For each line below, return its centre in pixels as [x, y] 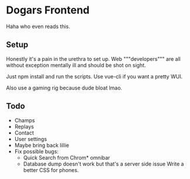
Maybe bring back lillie [42, 145]
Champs [25, 120]
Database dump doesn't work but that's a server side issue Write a [103, 164]
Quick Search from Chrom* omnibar [67, 157]
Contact [24, 133]
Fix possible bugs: [37, 151]
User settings [31, 139]
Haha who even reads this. [38, 26]
